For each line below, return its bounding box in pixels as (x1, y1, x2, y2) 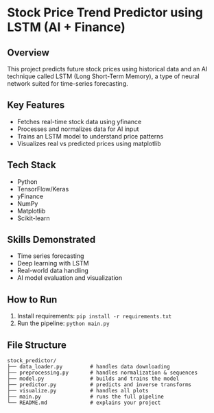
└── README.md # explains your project (7, 399, 161, 406)
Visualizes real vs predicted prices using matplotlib (16, 139, 161, 147)
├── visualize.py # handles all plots (7, 388, 149, 394)
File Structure (7, 339, 67, 351)
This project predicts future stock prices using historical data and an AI (7, 65, 208, 73)
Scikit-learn (16, 214, 50, 222)
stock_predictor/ (7, 357, 57, 364)
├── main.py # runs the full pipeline (7, 393, 165, 401)
